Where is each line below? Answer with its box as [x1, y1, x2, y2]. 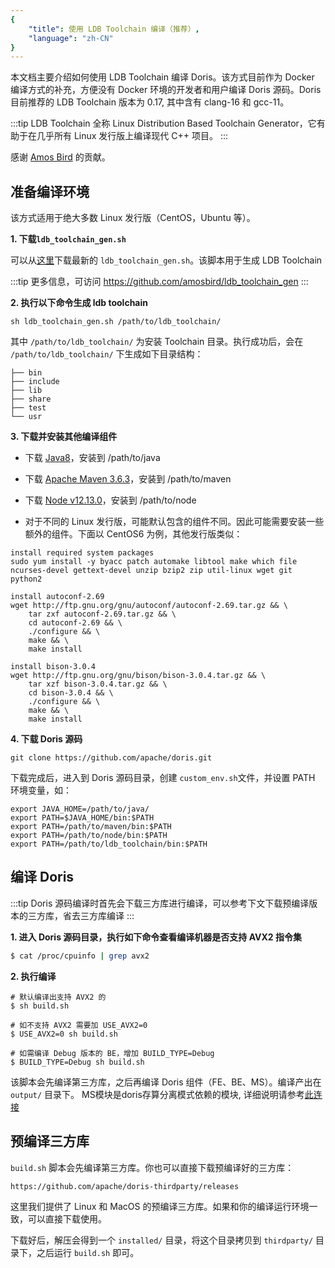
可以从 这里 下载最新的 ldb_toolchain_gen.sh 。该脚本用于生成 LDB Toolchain [10, 254, 323, 266]
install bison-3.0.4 [10, 662, 97, 672]
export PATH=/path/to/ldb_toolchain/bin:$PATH [10, 839, 208, 850]
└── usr [10, 412, 43, 422]
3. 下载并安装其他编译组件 [10, 431, 118, 443]
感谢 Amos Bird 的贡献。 [10, 151, 111, 163]
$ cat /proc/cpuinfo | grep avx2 [10, 951, 150, 961]
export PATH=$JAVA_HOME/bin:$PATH [10, 813, 155, 823]
